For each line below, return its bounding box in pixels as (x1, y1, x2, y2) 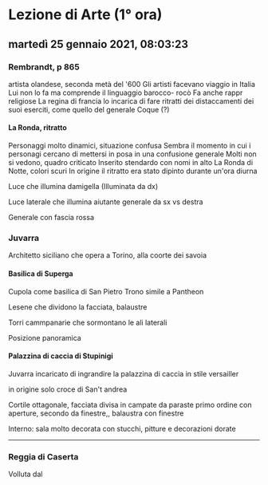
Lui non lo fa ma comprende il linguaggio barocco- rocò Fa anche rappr (8, 88, 243, 97)
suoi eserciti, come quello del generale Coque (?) (8, 104, 170, 114)
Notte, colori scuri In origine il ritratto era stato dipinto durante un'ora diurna (8, 166, 258, 176)
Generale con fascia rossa (8, 213, 94, 223)
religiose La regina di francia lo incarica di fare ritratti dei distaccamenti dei (8, 96, 254, 105)
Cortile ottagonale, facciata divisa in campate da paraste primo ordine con (8, 400, 252, 409)
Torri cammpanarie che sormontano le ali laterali (8, 317, 167, 327)
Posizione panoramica (8, 333, 81, 342)
